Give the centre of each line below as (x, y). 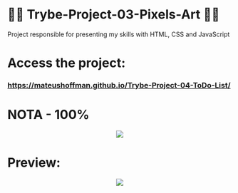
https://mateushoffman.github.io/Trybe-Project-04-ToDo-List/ (119, 85)
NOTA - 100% (48, 115)
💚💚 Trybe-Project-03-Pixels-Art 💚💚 (114, 15)
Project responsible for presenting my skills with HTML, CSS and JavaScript (119, 34)
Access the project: (67, 63)
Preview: (34, 163)
